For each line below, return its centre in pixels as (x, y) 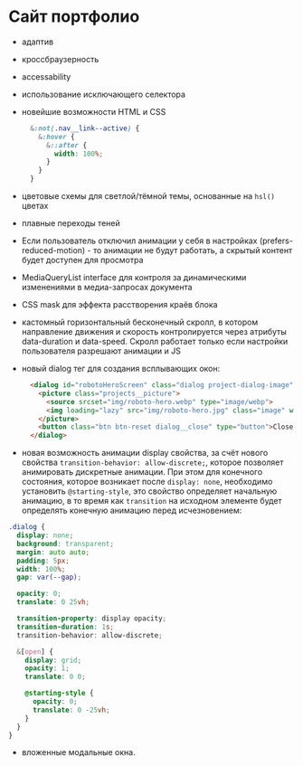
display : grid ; (53, 660)
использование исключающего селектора (104, 94)
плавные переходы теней (71, 223)
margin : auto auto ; (53, 552)
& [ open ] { (35, 652)
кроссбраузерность (60, 59)
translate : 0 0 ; (56, 677)
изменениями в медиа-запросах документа (107, 288)
